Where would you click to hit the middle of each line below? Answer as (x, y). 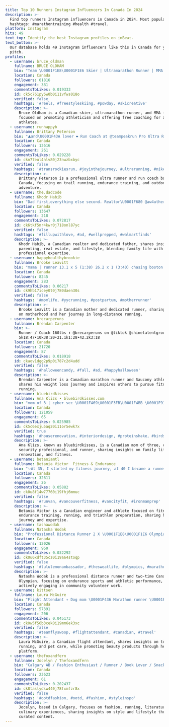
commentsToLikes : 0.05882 (41, 487)
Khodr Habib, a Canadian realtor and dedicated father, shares (86, 244)
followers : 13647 (32, 211)
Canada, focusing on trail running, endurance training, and (84, 183)
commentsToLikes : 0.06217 (41, 286)
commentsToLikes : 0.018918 (43, 356)
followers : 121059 (33, 413)
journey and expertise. (44, 520)
